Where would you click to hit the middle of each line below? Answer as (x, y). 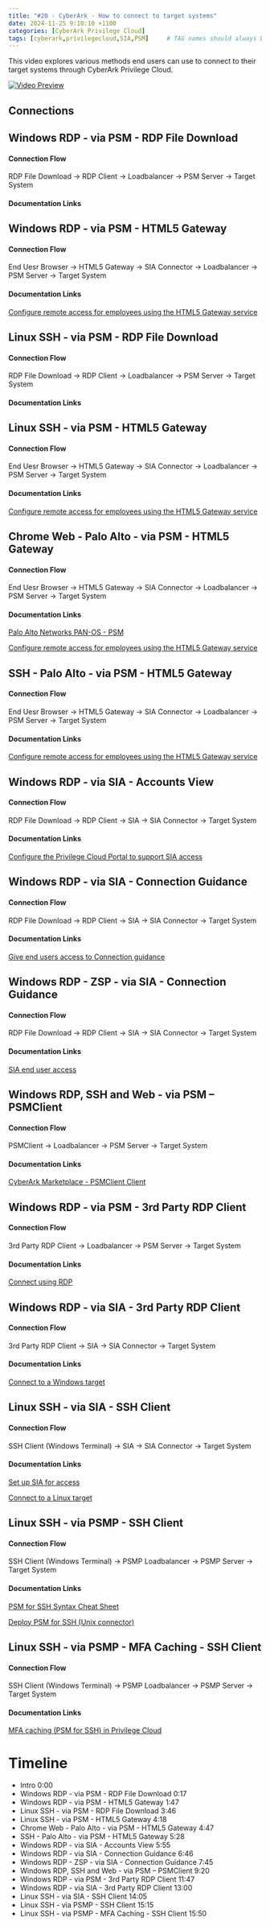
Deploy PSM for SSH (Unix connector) (72, 1622)
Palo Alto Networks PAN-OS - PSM (66, 632)
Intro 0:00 (37, 1785)
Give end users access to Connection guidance (87, 957)
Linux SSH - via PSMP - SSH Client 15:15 (87, 1905)
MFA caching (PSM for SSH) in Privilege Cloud (85, 1730)
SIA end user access (43, 1069)
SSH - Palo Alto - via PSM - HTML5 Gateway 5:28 (102, 1837)
